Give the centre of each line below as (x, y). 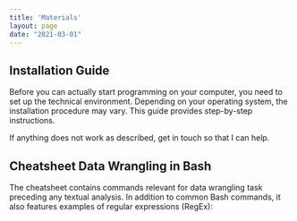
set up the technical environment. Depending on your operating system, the (148, 102)
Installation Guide (59, 70)
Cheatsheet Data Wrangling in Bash (110, 166)
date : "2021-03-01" (46, 34)
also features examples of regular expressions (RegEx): (111, 206)
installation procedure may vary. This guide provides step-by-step (131, 111)
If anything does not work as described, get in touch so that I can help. (140, 138)
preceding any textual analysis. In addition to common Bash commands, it (145, 197)
